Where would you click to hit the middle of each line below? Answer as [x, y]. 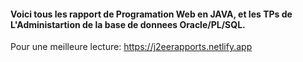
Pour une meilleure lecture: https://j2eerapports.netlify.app [131, 47]
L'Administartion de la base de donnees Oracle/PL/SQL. [128, 24]
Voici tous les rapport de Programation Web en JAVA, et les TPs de [151, 14]
